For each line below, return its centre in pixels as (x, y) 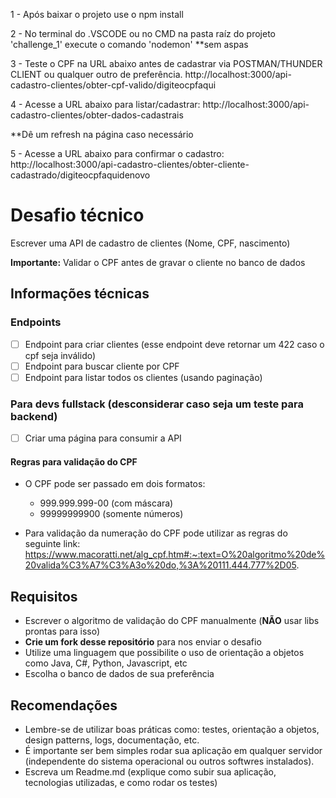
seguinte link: (52, 544)
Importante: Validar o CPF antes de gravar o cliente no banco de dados (158, 262)
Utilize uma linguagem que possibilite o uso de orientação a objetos (164, 653)
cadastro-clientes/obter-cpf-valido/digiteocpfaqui (113, 85)
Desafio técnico (77, 215)
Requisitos (44, 596)
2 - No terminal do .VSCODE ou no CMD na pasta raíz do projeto (143, 33)
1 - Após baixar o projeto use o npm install (97, 14)
